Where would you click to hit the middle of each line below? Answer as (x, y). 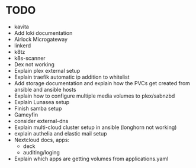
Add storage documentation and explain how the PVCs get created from (102, 83)
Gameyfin (26, 114)
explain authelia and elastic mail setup (60, 133)
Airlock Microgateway (41, 39)
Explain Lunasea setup (42, 102)
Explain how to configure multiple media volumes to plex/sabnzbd (94, 96)
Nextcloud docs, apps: (41, 140)
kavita (21, 27)
